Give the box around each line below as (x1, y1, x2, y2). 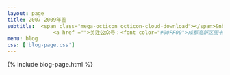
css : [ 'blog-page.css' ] (7, 42, 75, 48)
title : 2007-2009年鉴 (7, 16, 67, 23)
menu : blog (7, 35, 38, 42)
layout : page (7, 10, 44, 17)
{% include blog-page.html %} (7, 61, 94, 68)
